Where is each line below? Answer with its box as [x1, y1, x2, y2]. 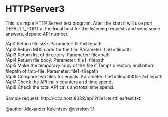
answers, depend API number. [5, 31, 69, 37]
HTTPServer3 [5, 3, 65, 15]
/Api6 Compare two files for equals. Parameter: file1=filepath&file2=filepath [5, 73, 163, 79]
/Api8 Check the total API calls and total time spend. [5, 84, 115, 90]
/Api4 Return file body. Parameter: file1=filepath [5, 57, 105, 63]
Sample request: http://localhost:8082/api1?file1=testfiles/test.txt [5, 95, 141, 101]
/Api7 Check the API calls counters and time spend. [5, 79, 113, 85]
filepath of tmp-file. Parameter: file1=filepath [5, 67, 98, 74]
